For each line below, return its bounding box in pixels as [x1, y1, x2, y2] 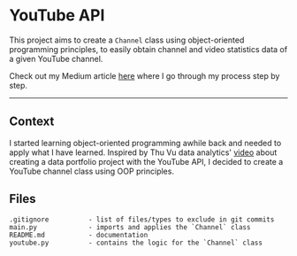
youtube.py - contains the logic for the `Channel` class [9, 238, 263, 247]
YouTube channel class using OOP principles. [9, 166, 175, 176]
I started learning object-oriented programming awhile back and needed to [9, 137, 282, 148]
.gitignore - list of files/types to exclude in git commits [9, 214, 275, 224]
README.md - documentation [9, 230, 148, 239]
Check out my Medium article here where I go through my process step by [9, 70, 280, 81]
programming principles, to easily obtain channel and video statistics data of [9, 43, 288, 54]
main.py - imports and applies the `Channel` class [9, 222, 251, 231]
